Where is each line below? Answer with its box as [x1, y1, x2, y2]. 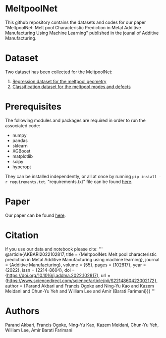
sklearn [12, 143, 28, 148]
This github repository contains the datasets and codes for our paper [5, 19, 146, 25]
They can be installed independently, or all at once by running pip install [5, 173, 157, 179]
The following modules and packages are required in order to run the [5, 117, 146, 123]
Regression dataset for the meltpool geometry [12, 78, 107, 84]
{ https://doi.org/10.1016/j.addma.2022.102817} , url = [5, 272, 111, 278]
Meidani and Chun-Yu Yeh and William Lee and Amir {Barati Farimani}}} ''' [5, 288, 156, 294]
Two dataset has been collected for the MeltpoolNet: [5, 69, 113, 75]
